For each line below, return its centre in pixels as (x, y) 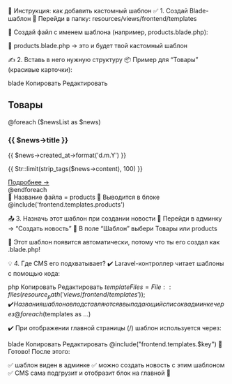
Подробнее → (29, 182)
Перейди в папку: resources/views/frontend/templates (117, 19)
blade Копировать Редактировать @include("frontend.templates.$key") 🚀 (115, 344)
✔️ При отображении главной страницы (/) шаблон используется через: (115, 327)
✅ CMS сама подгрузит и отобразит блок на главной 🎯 (90, 373)
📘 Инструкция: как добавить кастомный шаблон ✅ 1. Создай (98, 11)
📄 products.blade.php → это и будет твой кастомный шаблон (98, 46)
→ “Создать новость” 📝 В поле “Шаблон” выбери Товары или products (113, 229)
